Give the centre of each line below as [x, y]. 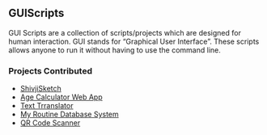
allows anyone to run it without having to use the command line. [114, 50]
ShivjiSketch [41, 89]
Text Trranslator [47, 106]
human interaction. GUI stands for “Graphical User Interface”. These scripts [134, 41]
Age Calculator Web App [61, 97]
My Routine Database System [69, 114]
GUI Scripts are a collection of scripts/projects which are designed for [125, 32]
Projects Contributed [51, 70]
